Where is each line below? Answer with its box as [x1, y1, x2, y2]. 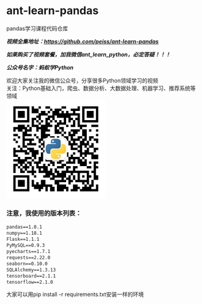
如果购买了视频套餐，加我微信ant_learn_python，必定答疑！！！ [6, 50, 171, 58]
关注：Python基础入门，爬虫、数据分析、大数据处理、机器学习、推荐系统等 [6, 84, 196, 92]
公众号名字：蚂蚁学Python [6, 64, 73, 71]
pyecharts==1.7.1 [6, 249, 51, 255]
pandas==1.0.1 [6, 224, 43, 230]
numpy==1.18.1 [6, 230, 43, 237]
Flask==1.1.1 [6, 237, 40, 243]
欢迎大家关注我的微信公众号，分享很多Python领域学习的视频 [6, 77, 159, 84]
